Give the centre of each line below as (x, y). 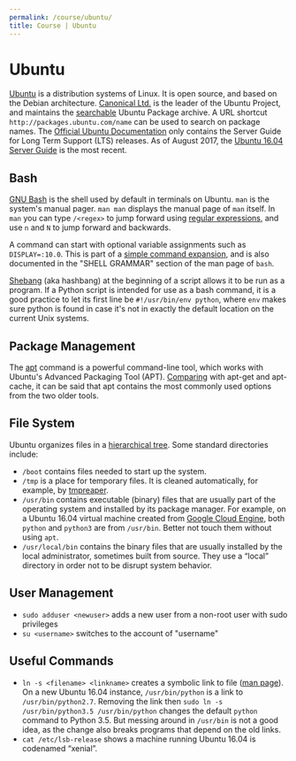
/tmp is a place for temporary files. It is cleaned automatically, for (140, 480)
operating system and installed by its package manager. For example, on (154, 509)
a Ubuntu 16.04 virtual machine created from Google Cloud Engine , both (153, 518)
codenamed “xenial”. (60, 748)
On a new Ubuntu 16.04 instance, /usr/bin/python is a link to (133, 692)
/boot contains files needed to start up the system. (114, 471)
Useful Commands (61, 661)
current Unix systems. (49, 319)
